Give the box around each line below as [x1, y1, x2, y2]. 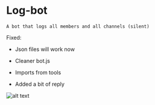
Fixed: [6, 34, 22, 41]
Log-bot [6, 4, 48, 17]
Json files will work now [14, 46, 75, 53]
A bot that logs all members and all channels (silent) [6, 23, 150, 29]
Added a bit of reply [14, 80, 65, 88]
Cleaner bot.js [14, 57, 50, 64]
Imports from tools [14, 68, 62, 76]
